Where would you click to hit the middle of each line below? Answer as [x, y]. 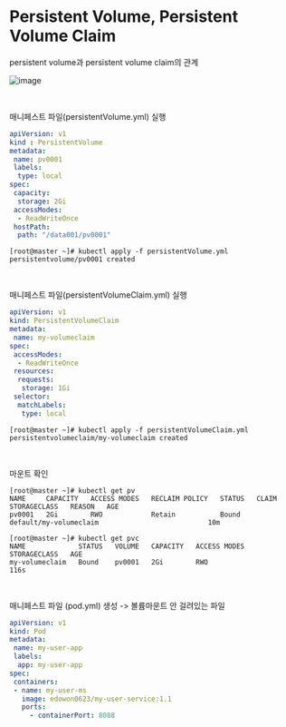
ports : [34, 707]
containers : [36, 682]
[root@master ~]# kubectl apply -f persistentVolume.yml [119, 251]
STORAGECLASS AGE [46, 554]
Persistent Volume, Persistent [124, 17]
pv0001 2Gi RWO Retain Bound [125, 515]
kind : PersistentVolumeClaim [64, 321]
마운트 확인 [29, 473]
